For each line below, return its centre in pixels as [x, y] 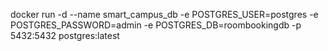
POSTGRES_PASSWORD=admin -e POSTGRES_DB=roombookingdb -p [156, 25]
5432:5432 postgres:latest [65, 35]
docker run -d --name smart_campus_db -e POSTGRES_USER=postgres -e [164, 14]
